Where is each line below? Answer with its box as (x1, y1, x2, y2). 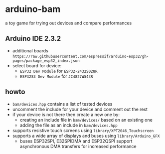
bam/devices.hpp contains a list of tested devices (12, 101, 113, 107)
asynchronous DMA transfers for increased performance (19, 143, 137, 149)
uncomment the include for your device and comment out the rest (12, 106, 148, 112)
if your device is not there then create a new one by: (12, 111, 120, 118)
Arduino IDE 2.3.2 (5, 34, 61, 43)
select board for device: (12, 62, 62, 68)
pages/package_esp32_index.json (12, 58, 80, 63)
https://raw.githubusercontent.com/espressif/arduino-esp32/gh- (12, 54, 149, 59)
